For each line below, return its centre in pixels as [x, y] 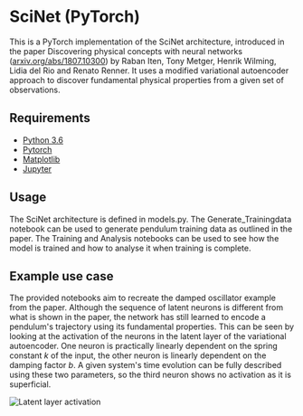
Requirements [50, 118]
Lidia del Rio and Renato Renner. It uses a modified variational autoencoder [149, 71]
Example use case [62, 276]
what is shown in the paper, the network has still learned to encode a [138, 317]
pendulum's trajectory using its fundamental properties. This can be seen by [152, 326]
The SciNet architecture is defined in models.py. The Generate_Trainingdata [151, 219]
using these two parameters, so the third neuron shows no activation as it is [151, 375]
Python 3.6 [43, 140]
